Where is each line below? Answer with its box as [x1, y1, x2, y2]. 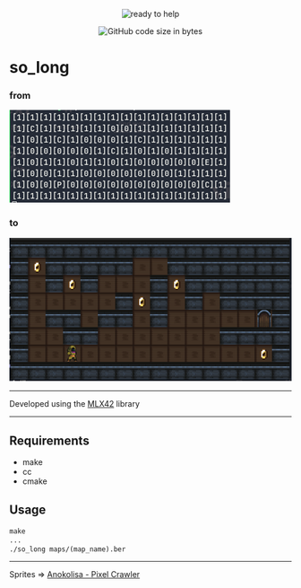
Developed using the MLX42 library [9, 399, 141, 409]
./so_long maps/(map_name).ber [9, 545, 126, 554]
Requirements [9, 433, 90, 448]
